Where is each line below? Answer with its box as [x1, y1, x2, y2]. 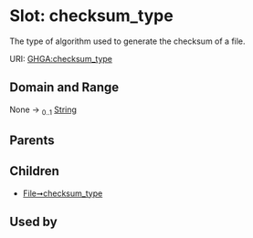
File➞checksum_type [22, 188, 103, 199]
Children [9, 163, 59, 179]
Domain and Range [9, 79, 120, 96]
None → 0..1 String [9, 104, 78, 117]
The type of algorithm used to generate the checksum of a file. [9, 36, 246, 47]
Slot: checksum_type [9, 5, 174, 26]
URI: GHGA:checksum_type [9, 53, 112, 64]
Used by [9, 214, 58, 230]
